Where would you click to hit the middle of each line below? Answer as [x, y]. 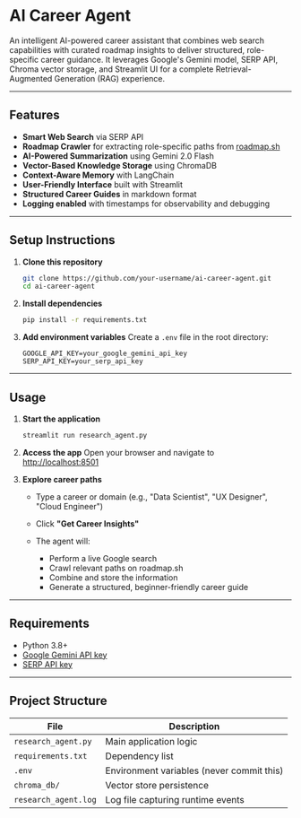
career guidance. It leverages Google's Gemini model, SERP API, [159, 59]
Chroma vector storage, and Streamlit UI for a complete [112, 69]
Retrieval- [234, 69]
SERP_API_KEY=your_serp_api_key [82, 361]
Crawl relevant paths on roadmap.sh [116, 568]
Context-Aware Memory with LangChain [98, 175]
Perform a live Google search [103, 558]
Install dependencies [62, 304]
